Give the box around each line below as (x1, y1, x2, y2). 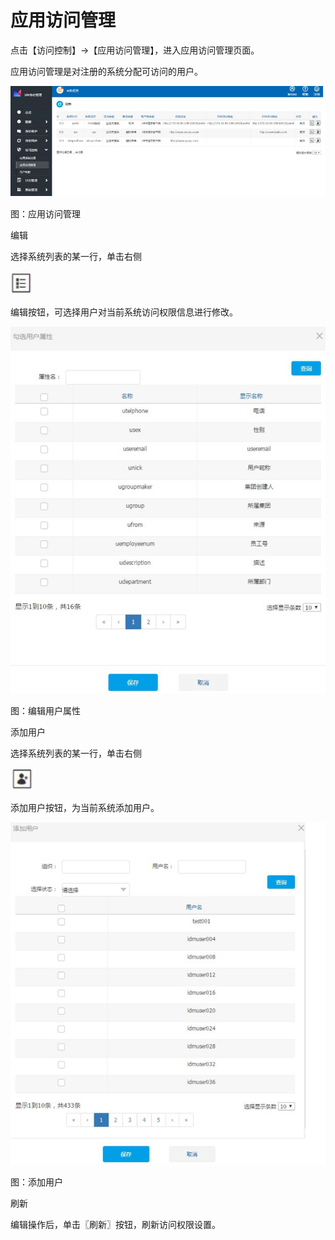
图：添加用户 (10, 1176, 63, 1188)
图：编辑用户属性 (10, 705, 81, 717)
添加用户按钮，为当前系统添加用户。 (10, 802, 160, 814)
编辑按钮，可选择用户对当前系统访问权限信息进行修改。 (10, 306, 238, 318)
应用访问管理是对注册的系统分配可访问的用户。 (10, 65, 203, 77)
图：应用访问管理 (10, 207, 81, 220)
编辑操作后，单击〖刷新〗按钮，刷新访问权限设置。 (10, 1219, 221, 1231)
